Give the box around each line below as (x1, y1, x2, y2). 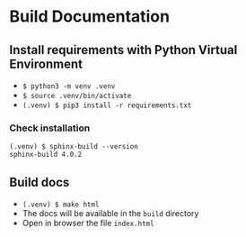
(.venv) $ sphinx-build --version (9, 142, 139, 151)
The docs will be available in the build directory (22, 208, 199, 219)
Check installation (9, 122, 91, 134)
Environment (9, 56, 83, 71)
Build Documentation (9, 6, 171, 27)
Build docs (9, 174, 70, 190)
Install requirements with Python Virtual (9, 42, 238, 58)
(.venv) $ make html (22, 200, 100, 209)
